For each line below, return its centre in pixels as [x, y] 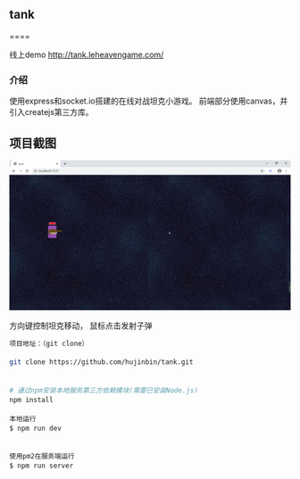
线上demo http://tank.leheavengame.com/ [87, 54]
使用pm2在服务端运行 [42, 457]
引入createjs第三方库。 [51, 112]
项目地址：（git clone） [49, 343]
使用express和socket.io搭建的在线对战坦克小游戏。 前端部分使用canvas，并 [149, 101]
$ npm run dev [36, 428]
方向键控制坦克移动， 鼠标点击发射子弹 [81, 326]
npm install [31, 400]
